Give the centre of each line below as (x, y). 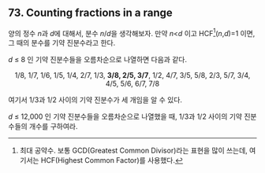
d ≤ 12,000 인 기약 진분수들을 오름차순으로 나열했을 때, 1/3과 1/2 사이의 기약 (125, 116)
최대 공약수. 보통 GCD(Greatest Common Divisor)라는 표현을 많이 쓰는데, (134, 151)
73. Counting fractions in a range (91, 13)
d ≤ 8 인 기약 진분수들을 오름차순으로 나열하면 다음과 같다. (98, 60)
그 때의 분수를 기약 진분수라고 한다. (62, 43)
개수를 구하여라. (53, 127)
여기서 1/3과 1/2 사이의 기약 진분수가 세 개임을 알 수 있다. (95, 100)
